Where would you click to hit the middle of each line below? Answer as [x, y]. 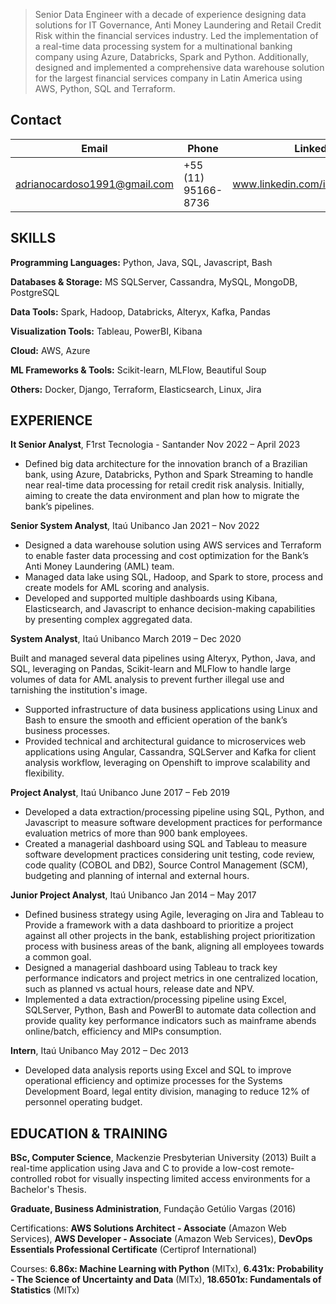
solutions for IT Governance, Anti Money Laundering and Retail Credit [178, 25]
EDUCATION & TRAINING [89, 1133]
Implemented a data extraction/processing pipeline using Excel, [155, 1000]
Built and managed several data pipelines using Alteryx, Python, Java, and [163, 658]
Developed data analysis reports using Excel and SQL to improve [158, 1070]
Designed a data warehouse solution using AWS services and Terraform [173, 545]
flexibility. [44, 773]
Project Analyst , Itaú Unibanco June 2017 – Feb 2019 [120, 793]
